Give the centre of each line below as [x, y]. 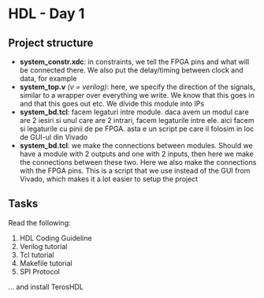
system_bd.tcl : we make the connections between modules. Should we [136, 145]
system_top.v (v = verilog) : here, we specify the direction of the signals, [138, 87]
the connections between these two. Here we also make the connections [138, 162]
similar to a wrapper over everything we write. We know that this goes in [137, 95]
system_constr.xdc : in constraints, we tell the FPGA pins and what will [134, 61]
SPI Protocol [40, 271]
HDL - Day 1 [46, 14]
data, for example [48, 78]
